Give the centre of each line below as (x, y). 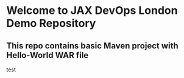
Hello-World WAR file (48, 55)
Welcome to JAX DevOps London (92, 11)
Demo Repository (51, 23)
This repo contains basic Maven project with (92, 46)
